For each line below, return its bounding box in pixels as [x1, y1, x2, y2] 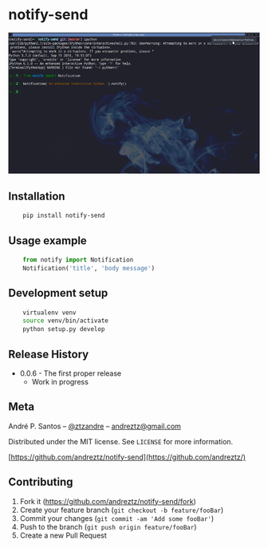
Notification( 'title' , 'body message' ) [22, 264, 156, 272]
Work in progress [31, 377, 89, 386]
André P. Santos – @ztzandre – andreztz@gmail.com [8, 421, 182, 431]
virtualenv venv [22, 309, 77, 317]
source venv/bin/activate [22, 317, 109, 325]
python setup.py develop [22, 325, 105, 333]
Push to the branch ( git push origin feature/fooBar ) [19, 522, 197, 531]
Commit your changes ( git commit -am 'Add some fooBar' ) [19, 513, 215, 523]
